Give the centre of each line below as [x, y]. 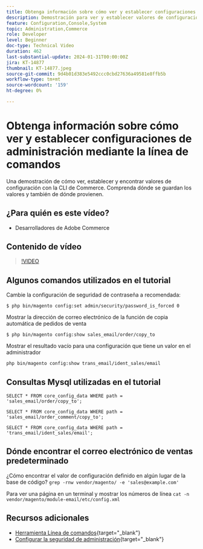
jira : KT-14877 [25, 62]
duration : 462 [24, 51]
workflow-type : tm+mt [34, 79]
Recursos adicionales [48, 518]
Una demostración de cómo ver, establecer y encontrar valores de [89, 181]
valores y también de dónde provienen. [55, 194]
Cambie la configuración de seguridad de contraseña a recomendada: [94, 295]
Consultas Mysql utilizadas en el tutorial [84, 382]
